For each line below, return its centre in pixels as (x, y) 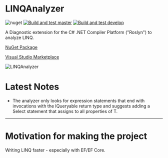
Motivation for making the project (76, 136)
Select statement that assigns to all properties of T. (65, 111)
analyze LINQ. (19, 37)
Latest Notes (32, 87)
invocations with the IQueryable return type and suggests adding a (81, 106)
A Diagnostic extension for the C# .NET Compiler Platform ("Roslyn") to (78, 32)
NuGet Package (21, 47)
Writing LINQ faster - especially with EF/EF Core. (55, 150)
